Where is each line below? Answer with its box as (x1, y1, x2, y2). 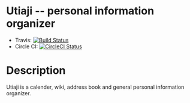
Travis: (14, 36, 32, 43)
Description (6, 64, 66, 77)
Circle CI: (14, 43, 38, 50)
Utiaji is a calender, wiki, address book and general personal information (6, 83, 185, 90)
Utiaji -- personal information (6, 4, 155, 18)
